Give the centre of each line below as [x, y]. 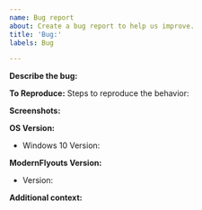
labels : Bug [31, 43]
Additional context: [46, 197]
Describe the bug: [44, 76]
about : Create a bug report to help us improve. [102, 26]
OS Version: [32, 128]
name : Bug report [42, 17]
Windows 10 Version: [61, 145]
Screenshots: [35, 111]
